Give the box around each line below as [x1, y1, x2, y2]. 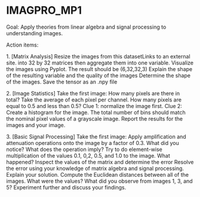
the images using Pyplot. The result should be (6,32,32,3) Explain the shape [6, 65, 193, 72]
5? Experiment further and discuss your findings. [6, 183, 127, 191]
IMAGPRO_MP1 [6, 4, 82, 17]
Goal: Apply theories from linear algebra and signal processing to [6, 23, 167, 30]
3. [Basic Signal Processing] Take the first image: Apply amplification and [6, 133, 186, 140]
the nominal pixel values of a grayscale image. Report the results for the [6, 115, 183, 122]
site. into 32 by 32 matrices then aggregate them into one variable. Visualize [6, 59, 194, 66]
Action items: [6, 41, 39, 48]
